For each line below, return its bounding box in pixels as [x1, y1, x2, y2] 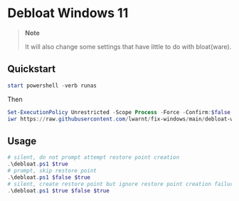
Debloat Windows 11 [7, 5, 129, 21]
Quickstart [7, 63, 56, 76]
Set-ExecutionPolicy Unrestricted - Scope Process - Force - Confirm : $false [7, 108, 231, 115]
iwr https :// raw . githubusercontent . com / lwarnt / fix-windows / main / [7, 115, 205, 123]
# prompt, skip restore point [7, 167, 97, 174]
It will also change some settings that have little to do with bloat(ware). [24, 42, 232, 51]
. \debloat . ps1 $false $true [7, 173, 91, 181]
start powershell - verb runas [7, 82, 97, 89]
